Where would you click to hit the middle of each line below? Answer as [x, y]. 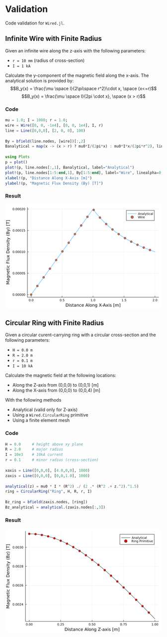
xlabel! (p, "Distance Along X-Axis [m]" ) [49, 178]
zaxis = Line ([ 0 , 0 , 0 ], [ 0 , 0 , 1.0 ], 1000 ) [48, 476]
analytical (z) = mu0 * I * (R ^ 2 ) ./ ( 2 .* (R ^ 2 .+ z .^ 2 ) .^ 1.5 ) [72, 486]
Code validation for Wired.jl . [35, 23]
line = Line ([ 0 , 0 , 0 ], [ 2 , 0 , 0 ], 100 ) [45, 131]
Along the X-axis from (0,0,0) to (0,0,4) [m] [56, 391]
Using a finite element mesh [41, 421]
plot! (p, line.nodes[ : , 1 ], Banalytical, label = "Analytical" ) [70, 167]
